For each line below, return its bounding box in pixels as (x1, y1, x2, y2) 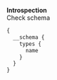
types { (19, 40, 42, 47)
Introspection (6, 6, 47, 14)
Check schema (6, 13, 51, 22)
